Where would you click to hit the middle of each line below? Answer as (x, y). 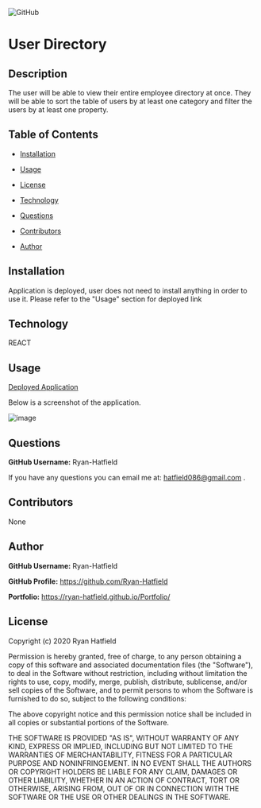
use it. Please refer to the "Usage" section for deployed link (105, 299)
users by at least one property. (58, 110)
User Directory (58, 45)
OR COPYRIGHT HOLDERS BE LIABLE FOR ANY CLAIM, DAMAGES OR (123, 771)
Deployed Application (43, 387)
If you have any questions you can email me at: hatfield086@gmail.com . (127, 478)
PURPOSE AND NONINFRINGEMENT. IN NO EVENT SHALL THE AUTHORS (130, 763)
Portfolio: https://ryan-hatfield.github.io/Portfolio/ (89, 596)
